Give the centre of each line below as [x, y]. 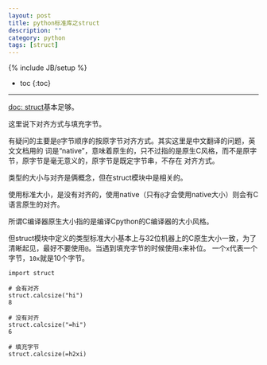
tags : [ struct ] [33, 45]
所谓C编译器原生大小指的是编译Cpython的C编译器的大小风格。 [111, 221]
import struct [32, 274]
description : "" [35, 30]
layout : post [30, 16]
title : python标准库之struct [54, 23]
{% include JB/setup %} [48, 68]
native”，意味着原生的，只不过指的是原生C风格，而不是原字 [160, 151]
